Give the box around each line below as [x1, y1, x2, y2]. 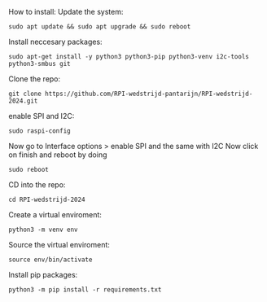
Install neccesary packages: [8, 37, 103, 46]
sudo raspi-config [8, 127, 71, 135]
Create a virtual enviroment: [8, 210, 102, 219]
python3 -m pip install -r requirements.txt [8, 286, 162, 294]
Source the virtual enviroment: [8, 240, 110, 249]
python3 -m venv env [8, 225, 79, 234]
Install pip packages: [8, 270, 78, 279]
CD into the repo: [8, 180, 66, 190]
